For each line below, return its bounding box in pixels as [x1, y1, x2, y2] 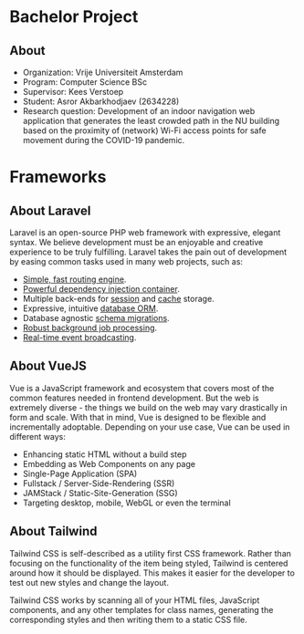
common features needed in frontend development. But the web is [9, 392, 259, 403]
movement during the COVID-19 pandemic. [22, 135, 185, 145]
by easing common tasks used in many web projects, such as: [9, 256, 244, 266]
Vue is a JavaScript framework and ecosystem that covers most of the [9, 382, 275, 393]
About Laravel [9, 203, 91, 218]
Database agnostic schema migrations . [22, 313, 171, 323]
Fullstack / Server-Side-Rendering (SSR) [22, 477, 175, 489]
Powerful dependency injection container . [22, 284, 180, 294]
